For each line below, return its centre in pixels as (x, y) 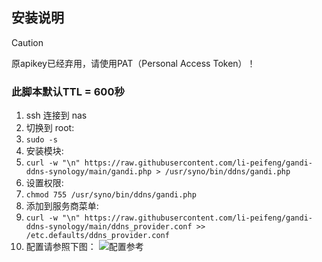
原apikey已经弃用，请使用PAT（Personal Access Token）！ (133, 63)
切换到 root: (50, 128)
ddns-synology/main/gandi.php (89, 172)
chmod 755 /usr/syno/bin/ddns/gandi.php (111, 195)
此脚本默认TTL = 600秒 (68, 91)
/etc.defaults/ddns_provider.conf (97, 236)
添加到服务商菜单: (62, 206)
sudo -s (41, 140)
